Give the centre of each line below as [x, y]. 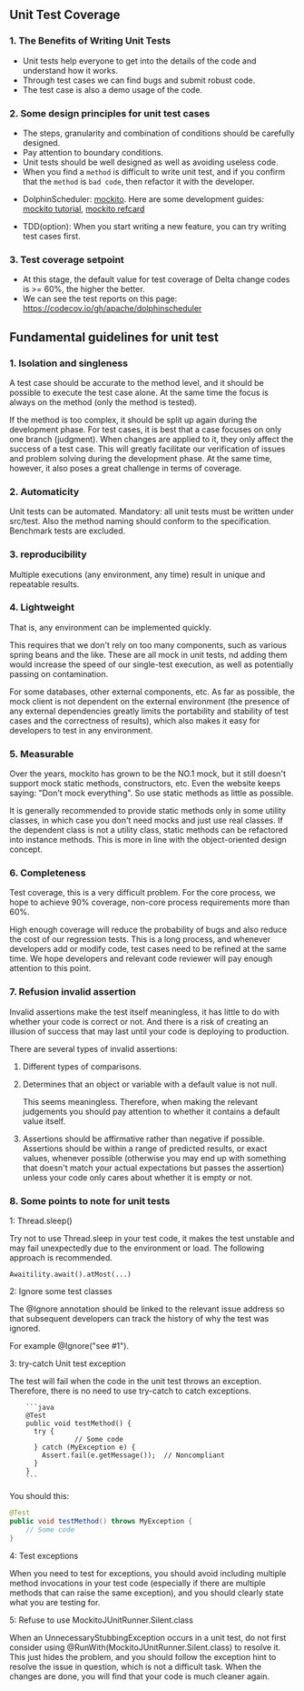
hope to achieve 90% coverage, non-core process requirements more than [150, 902]
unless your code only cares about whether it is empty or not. [137, 1177]
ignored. [25, 1329]
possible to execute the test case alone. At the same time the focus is [139, 392]
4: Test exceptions [44, 1555]
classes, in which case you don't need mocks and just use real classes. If [146, 820]
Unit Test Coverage [65, 15]
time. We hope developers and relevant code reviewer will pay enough [141, 958]
